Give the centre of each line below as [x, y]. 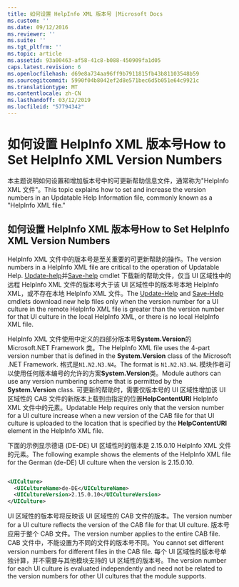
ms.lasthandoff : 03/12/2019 [49, 101]
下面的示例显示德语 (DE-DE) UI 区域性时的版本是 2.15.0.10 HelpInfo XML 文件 [119, 445]
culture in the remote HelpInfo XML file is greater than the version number [116, 309]
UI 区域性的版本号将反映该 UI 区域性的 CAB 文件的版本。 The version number [120, 516]
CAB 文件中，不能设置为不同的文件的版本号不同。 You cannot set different [116, 543]
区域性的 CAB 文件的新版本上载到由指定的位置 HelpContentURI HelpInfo [113, 398]
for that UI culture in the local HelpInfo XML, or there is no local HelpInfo [113, 316]
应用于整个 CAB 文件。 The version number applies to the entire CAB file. [114, 534]
